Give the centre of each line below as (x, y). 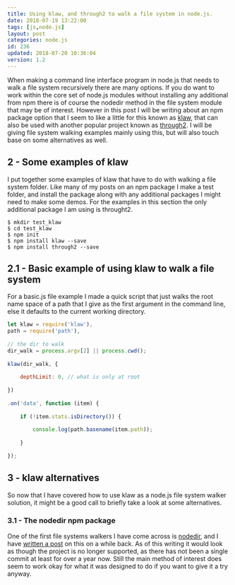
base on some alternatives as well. (58, 140)
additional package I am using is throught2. (70, 209)
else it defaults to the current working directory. (77, 312)
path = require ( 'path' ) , (44, 331)
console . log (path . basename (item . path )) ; (93, 430)
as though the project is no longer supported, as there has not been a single (117, 551)
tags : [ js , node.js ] (36, 27)
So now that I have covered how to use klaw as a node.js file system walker (117, 495)
